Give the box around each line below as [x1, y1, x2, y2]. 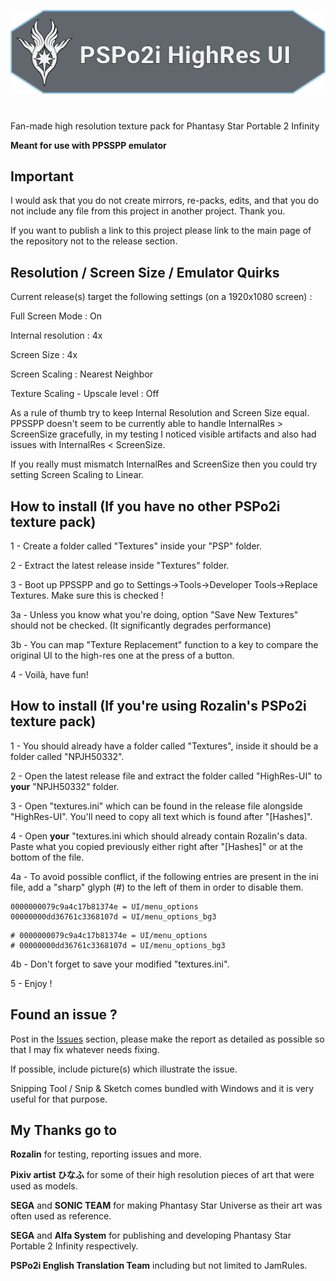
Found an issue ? [10, 1006, 118, 1024]
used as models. [10, 1180, 78, 1192]
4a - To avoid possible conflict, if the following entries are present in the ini [10, 870, 319, 882]
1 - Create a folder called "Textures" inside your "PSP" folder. [10, 540, 263, 552]
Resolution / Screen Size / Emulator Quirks [10, 264, 280, 281]
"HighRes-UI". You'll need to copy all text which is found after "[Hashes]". [10, 810, 313, 822]
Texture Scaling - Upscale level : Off [10, 388, 160, 400]
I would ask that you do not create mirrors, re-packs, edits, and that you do [10, 195, 320, 207]
